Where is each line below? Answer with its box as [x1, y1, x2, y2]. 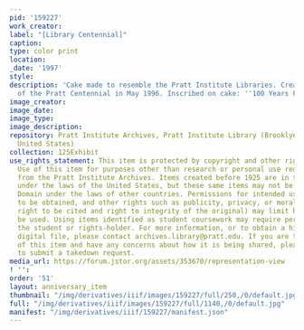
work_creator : [9, 22, 63, 31]
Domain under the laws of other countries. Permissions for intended [17, 190, 285, 199]
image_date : [9, 106, 54, 115]
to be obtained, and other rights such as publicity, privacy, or [17, 198, 273, 208]
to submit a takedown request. [17, 249, 136, 258]
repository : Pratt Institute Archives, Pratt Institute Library [9, 131, 257, 140]
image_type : [9, 114, 54, 123]
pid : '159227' [9, 13, 63, 23]
